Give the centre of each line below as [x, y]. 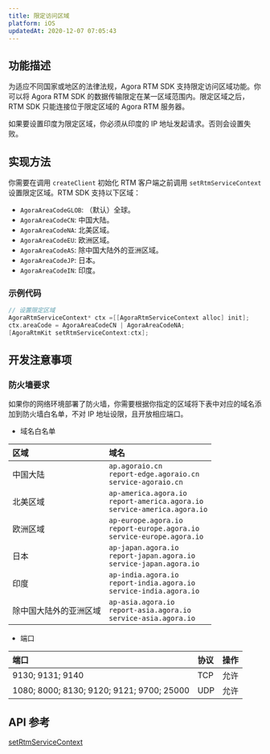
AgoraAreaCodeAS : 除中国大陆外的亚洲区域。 [91, 250]
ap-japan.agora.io [144, 548]
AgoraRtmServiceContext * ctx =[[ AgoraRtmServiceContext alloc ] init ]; [129, 318]
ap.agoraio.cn [136, 466]
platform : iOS [32, 23]
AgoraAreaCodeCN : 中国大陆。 [67, 220]
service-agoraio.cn [146, 482]
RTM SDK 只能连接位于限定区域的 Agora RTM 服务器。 [99, 106]
